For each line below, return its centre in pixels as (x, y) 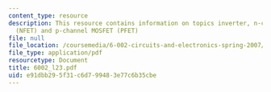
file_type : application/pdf (56, 53)
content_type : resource (48, 16)
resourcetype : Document (48, 61)
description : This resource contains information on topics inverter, (129, 23)
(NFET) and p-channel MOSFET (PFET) (77, 30)
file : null (27, 38)
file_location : (34, 46)
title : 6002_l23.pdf (43, 68)
